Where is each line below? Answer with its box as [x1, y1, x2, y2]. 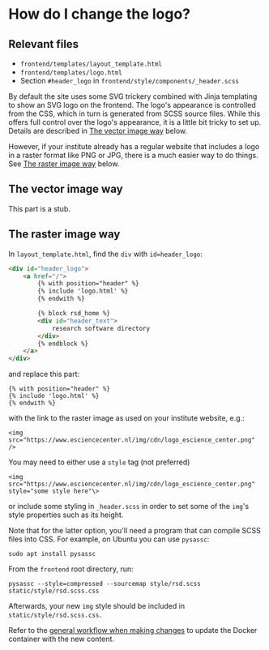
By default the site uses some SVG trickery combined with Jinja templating [8, 92, 258, 101]
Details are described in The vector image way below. [8, 126, 188, 135]
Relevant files [8, 37, 79, 51]
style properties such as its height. [8, 510, 124, 520]
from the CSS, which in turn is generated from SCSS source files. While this [8, 109, 261, 118]
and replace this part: [8, 370, 80, 379]
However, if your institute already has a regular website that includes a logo [8, 142, 260, 151]
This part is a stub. [8, 203, 70, 213]
